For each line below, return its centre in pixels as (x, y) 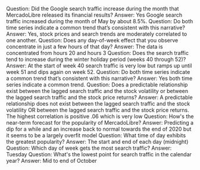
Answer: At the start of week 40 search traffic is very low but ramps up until (99, 66)
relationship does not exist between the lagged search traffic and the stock (98, 103)
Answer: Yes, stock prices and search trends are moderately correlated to (97, 34)
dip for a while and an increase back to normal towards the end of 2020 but (99, 129)
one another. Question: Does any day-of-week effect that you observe (92, 40)
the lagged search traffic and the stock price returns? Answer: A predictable (99, 97)
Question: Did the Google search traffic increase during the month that (93, 9)
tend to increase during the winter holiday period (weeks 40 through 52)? (96, 59)
